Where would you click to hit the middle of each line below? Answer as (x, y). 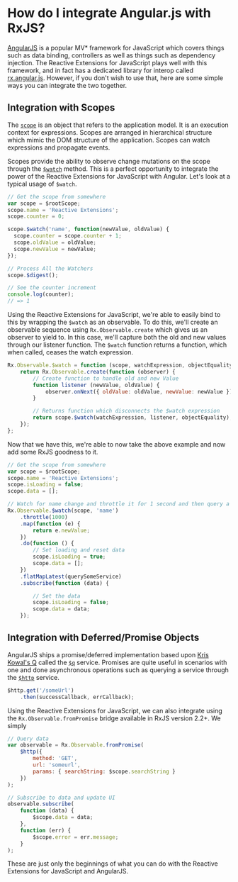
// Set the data (57, 596)
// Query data (28, 739)
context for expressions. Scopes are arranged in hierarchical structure (110, 132)
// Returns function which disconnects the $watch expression (126, 411)
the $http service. (34, 677)
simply (17, 725)
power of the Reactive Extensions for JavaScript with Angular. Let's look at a (119, 176)
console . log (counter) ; (41, 295)
